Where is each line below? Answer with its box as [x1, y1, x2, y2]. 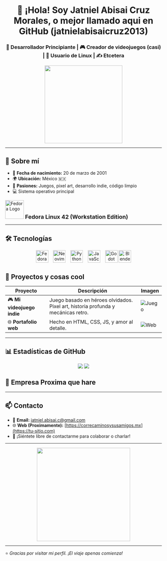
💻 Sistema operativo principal [12, 189, 75, 195]
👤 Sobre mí [5, 157, 39, 165]
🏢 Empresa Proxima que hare [5, 378, 96, 387]
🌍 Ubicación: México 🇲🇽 [12, 176, 66, 182]
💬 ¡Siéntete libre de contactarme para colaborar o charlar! [12, 433, 131, 440]
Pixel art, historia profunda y [49, 303, 115, 310]
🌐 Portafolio [7, 318, 37, 325]
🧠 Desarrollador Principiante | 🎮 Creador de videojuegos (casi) [5, 44, 162, 51]
